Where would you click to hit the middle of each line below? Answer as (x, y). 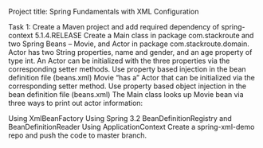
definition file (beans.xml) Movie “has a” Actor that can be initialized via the (131, 78)
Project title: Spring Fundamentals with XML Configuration (104, 12)
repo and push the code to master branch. (78, 135)
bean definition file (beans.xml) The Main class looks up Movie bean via (126, 94)
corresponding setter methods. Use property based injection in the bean (127, 69)
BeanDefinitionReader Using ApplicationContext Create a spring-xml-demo (131, 127)
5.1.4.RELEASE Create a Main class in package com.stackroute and (144, 35)
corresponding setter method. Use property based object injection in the (128, 86)
